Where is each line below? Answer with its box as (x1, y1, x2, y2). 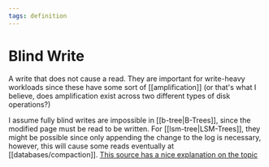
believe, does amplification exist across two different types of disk (8, 91, 231, 101)
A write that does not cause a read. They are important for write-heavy (8, 74, 245, 83)
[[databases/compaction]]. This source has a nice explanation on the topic (8, 149, 258, 159)
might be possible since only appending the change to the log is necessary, (8, 132, 262, 142)
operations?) (8, 99, 51, 109)
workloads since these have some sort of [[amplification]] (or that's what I (8, 82, 257, 92)
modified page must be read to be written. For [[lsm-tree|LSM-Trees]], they (8, 123, 261, 134)
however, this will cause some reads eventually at (8, 141, 175, 151)
